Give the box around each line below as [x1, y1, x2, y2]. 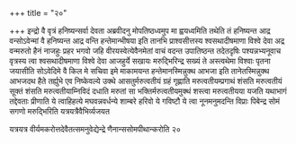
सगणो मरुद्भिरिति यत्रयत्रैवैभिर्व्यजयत [9, 106, 111, 116]
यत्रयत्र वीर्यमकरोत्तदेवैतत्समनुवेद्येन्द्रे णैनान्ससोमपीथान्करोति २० [9, 124, 182, 134]
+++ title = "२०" [9, 8, 67, 18]
